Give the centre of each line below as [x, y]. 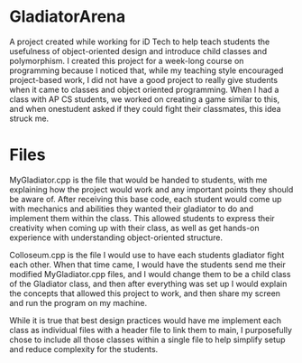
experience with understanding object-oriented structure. [116, 237]
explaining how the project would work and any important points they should [151, 189]
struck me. [29, 118]
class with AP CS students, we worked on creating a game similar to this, [145, 99]
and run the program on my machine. [78, 302]
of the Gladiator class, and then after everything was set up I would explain [148, 284]
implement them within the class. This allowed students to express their [142, 218]
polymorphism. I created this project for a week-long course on [127, 60]
